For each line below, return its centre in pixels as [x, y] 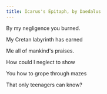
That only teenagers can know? [44, 85]
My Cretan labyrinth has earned [45, 39]
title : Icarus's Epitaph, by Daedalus [53, 11]
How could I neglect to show [41, 62]
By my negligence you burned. [43, 28]
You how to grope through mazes [46, 73]
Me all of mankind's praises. [40, 51]
